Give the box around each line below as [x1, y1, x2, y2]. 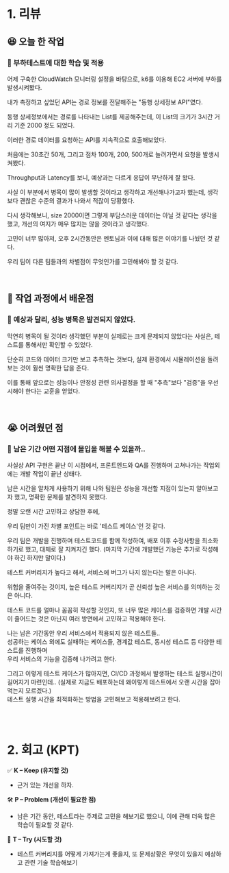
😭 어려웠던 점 [7, 422, 64, 433]
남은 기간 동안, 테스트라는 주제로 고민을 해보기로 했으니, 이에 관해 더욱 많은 [16, 812, 216, 820]
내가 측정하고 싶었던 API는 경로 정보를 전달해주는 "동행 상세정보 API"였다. [7, 97, 203, 106]
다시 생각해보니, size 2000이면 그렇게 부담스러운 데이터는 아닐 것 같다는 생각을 [7, 211, 217, 219]
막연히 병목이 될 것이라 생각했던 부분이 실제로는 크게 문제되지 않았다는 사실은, [7, 332, 213, 340]
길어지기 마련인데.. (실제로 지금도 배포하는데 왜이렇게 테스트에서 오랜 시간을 [7, 678, 208, 686]
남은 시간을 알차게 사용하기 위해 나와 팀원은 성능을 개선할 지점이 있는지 [7, 484, 195, 492]
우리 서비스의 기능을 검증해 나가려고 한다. [7, 655, 117, 663]
